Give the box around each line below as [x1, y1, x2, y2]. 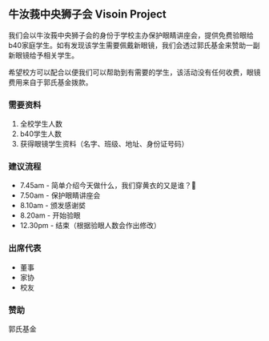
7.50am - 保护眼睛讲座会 [19, 191, 101, 200]
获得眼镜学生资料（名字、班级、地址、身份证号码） [19, 139, 189, 149]
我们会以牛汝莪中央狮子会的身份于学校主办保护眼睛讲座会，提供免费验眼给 [8, 30, 254, 40]
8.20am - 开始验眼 [19, 211, 81, 220]
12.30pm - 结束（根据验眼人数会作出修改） [19, 221, 162, 231]
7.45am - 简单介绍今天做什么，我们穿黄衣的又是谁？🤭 [19, 181, 196, 191]
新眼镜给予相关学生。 [8, 50, 78, 60]
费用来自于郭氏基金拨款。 [8, 77, 93, 86]
